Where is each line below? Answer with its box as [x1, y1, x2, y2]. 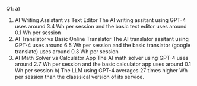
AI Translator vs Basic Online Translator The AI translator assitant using [14, 36, 189, 42]
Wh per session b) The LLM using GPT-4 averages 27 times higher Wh [14, 67, 188, 74]
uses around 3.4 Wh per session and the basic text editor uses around [14, 23, 187, 30]
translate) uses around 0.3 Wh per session [14, 48, 119, 55]
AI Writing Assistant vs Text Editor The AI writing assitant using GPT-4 [14, 17, 186, 23]
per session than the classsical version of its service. [14, 74, 144, 80]
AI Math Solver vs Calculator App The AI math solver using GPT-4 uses [14, 55, 189, 61]
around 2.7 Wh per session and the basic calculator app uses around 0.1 [14, 60, 191, 68]
